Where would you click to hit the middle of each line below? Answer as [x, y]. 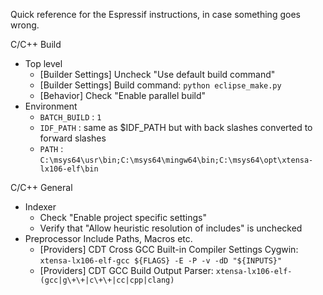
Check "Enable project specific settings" [123, 217]
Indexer [40, 207]
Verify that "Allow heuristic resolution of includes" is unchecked [171, 228]
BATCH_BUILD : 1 [70, 117]
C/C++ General [41, 187]
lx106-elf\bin [69, 169]
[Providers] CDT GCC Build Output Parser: [126, 270]
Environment [51, 106]
